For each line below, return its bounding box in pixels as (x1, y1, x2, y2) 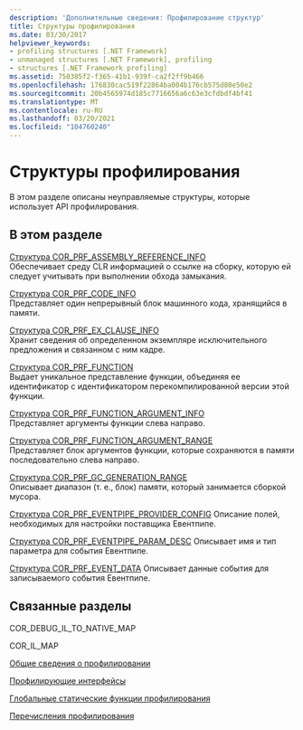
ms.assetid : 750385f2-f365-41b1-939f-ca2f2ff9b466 (9, 72, 204, 81)
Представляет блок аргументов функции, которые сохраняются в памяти (9, 444, 295, 455)
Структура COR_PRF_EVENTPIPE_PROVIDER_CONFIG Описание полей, (9, 508, 280, 519)
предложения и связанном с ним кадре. (9, 344, 166, 355)
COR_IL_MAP (9, 640, 59, 651)
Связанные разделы (9, 599, 132, 614)
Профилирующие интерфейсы (9, 675, 127, 686)
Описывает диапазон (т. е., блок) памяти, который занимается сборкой (9, 481, 287, 492)
